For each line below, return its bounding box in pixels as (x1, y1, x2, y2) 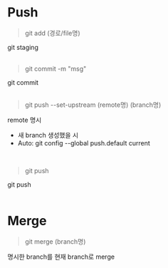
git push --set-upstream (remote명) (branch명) (24, 100, 162, 109)
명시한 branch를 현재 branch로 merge (7, 252, 115, 261)
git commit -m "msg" (24, 64, 87, 73)
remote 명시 (7, 115, 42, 124)
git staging (7, 43, 39, 51)
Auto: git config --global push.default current (17, 138, 151, 147)
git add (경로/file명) (24, 29, 80, 37)
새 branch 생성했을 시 (17, 130, 79, 139)
